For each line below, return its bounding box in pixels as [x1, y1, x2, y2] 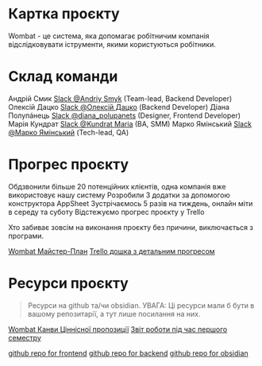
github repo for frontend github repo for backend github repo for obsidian [8, 348, 249, 358]
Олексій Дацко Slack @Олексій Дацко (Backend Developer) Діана [8, 102, 230, 111]
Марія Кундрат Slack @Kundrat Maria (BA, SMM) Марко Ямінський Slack [8, 119, 252, 128]
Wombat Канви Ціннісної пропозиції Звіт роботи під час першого [8, 324, 228, 334]
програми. [8, 231, 44, 240]
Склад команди [8, 68, 118, 86]
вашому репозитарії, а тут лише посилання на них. [27, 309, 201, 318]
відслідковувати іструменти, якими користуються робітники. [8, 39, 216, 49]
